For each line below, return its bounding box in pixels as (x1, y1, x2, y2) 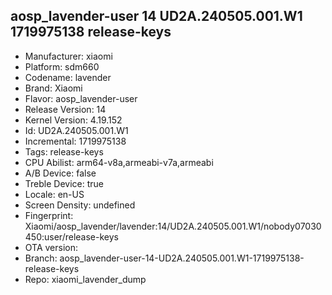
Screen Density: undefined (24, 199, 136, 211)
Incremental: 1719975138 (24, 135, 127, 147)
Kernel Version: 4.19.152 (24, 114, 123, 126)
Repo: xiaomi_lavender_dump (24, 273, 147, 285)
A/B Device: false (24, 167, 97, 179)
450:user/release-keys (24, 230, 119, 243)
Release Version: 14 (24, 103, 107, 115)
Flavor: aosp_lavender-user (24, 92, 138, 104)
